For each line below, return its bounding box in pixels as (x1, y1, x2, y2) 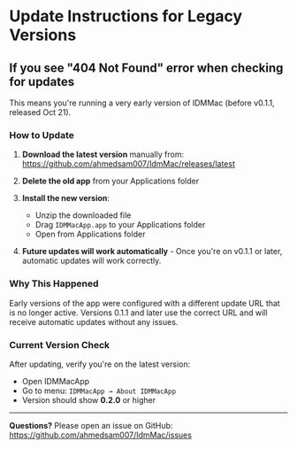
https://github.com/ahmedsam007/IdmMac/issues (9, 430, 193, 440)
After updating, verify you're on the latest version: (9, 359, 191, 369)
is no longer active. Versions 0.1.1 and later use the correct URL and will (9, 307, 268, 318)
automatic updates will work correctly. (21, 255, 162, 267)
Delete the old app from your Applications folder (21, 175, 200, 187)
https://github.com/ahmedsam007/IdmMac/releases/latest (21, 159, 236, 169)
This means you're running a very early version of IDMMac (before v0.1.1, (9, 97, 276, 108)
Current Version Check (9, 338, 110, 351)
